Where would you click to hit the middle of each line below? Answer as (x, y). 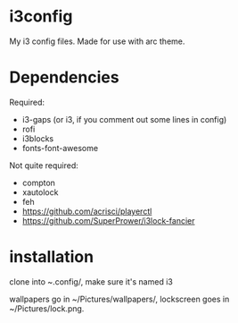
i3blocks (38, 138)
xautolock (40, 192)
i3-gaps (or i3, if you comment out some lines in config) (124, 119)
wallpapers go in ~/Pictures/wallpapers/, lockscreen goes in (119, 299)
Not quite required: (44, 165)
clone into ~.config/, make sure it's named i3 (91, 281)
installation (52, 257)
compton (39, 183)
